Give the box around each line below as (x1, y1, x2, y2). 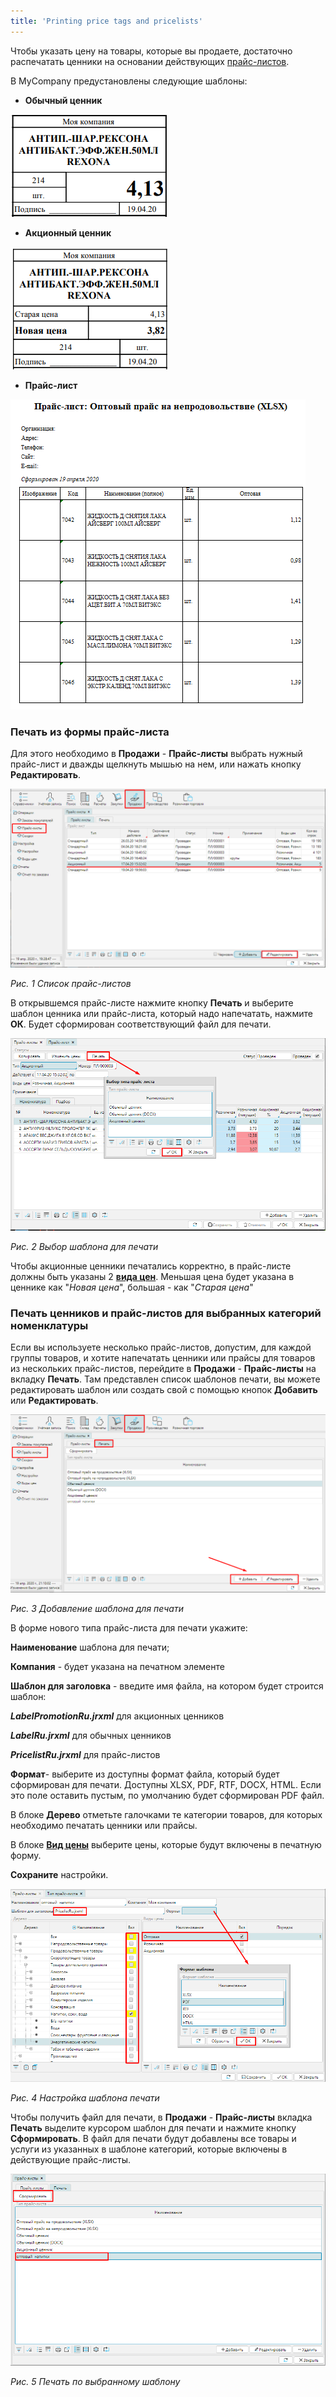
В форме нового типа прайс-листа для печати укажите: (10, 1622, 248, 1634)
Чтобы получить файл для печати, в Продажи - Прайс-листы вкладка (10, 2111, 313, 2124)
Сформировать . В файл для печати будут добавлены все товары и (10, 2133, 297, 2145)
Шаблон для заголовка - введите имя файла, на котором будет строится (10, 1680, 324, 1692)
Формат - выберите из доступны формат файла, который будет (10, 1768, 280, 1780)
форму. (10, 1850, 42, 1862)
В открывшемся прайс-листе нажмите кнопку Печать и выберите (10, 997, 294, 1009)
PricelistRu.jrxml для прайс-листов (10, 1749, 161, 1761)
